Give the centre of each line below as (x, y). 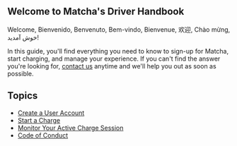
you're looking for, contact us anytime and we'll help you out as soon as (112, 66)
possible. (21, 73)
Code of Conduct (43, 135)
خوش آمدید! (23, 37)
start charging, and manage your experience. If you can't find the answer (114, 59)
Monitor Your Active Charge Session (70, 128)
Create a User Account (51, 113)
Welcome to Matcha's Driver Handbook (96, 12)
